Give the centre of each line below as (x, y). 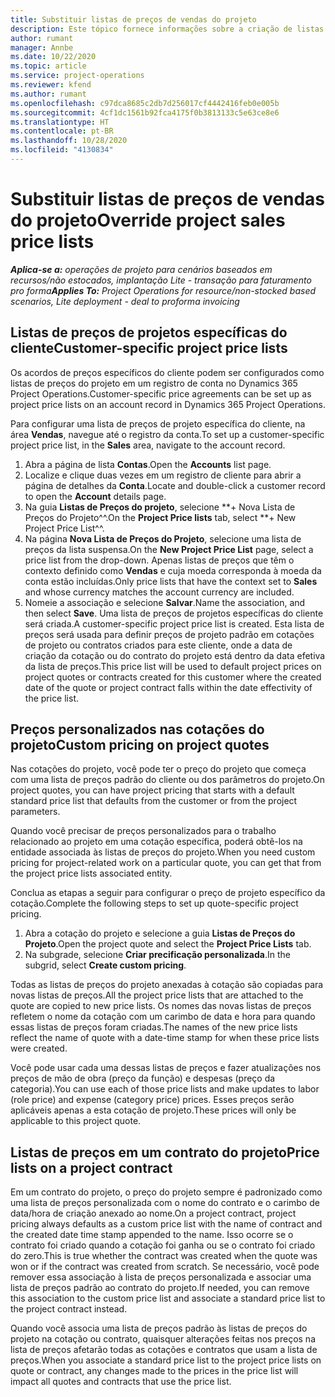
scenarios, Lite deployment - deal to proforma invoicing (125, 301)
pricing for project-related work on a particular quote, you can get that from (166, 863)
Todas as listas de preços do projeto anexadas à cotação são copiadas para (167, 985)
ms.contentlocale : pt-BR (62, 131)
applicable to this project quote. (76, 1121)
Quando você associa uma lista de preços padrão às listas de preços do (159, 1328)
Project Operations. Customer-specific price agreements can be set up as (161, 393)
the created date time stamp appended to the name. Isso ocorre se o (152, 1235)
